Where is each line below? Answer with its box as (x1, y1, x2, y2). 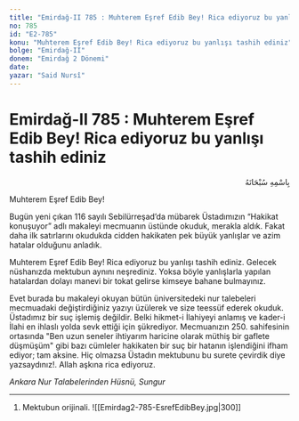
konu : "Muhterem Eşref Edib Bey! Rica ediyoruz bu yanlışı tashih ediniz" (9, 37, 293, 47)
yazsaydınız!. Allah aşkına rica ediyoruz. (9, 359, 156, 369)
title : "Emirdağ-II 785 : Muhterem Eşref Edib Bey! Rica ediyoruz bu (9, 12, 273, 22)
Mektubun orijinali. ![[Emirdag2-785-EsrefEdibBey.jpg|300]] (21, 401, 242, 412)
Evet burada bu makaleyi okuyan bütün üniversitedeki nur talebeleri (9, 293, 256, 304)
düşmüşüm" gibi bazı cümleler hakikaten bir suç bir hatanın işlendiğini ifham (9, 340, 288, 351)
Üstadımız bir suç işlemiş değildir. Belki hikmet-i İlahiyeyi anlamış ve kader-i (9, 312, 286, 322)
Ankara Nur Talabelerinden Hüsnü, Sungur (9, 376, 166, 387)
